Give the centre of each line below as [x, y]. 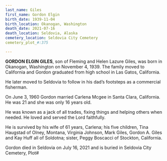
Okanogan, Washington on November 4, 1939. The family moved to [75, 66]
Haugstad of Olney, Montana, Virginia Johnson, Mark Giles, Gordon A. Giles [84, 132]
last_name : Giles [23, 10]
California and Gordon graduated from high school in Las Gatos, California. [83, 72]
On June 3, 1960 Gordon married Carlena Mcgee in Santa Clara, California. [83, 97]
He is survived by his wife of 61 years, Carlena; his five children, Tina [77, 127]
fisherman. [16, 87]
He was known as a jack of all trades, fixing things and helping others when [84, 112]
